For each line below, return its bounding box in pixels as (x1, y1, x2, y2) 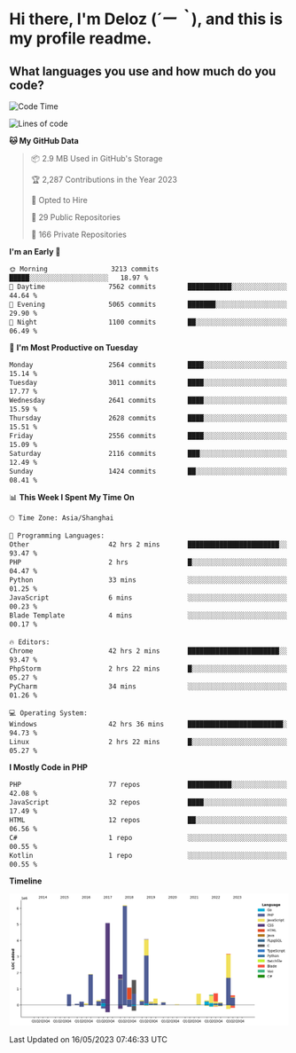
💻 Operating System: (9, 709, 89, 718)
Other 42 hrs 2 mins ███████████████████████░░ (9, 540, 288, 549)
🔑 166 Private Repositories (30, 229, 127, 240)
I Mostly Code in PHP (9, 762, 89, 773)
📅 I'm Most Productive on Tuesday (9, 342, 139, 352)
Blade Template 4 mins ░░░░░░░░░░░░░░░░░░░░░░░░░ (9, 611, 288, 620)
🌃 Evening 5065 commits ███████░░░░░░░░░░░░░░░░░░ (9, 300, 288, 309)
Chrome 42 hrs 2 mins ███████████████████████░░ (9, 647, 288, 656)
